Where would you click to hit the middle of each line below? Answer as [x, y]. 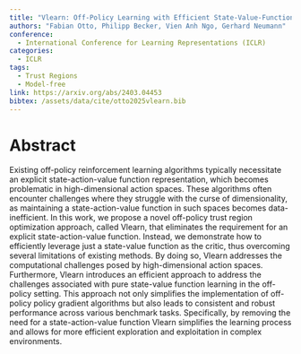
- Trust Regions [47, 76]
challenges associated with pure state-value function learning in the [135, 284]
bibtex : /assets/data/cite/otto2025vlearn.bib [98, 101]
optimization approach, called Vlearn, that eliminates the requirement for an [149, 227]
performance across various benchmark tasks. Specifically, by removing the [150, 313]
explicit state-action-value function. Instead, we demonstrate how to [136, 237]
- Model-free [42, 84]
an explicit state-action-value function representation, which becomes [139, 179]
